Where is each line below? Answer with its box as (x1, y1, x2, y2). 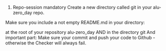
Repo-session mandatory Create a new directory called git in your (12, 5, 152, 10)
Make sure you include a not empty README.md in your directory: (5, 20, 145, 25)
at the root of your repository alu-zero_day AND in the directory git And (5, 29, 155, 35)
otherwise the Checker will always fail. (5, 40, 87, 46)
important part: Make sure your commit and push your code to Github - (5, 35, 155, 40)
